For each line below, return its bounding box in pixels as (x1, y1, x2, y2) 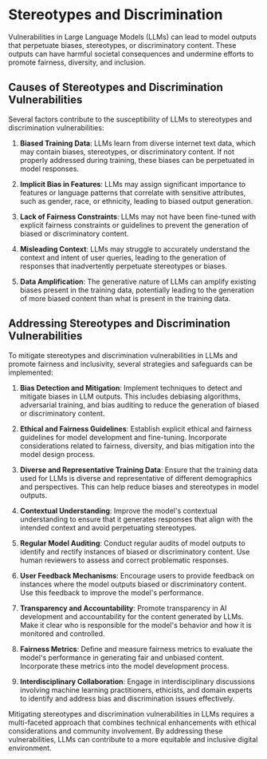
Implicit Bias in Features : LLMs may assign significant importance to (19, 179, 245, 189)
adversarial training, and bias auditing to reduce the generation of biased (19, 399, 260, 409)
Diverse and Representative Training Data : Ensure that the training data (19, 465, 258, 475)
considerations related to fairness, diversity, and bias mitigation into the (19, 441, 255, 451)
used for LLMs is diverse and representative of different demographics (19, 473, 253, 483)
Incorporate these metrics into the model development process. (19, 661, 230, 670)
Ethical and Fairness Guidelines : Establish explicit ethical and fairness (19, 423, 253, 433)
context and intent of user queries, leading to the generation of (19, 252, 227, 262)
